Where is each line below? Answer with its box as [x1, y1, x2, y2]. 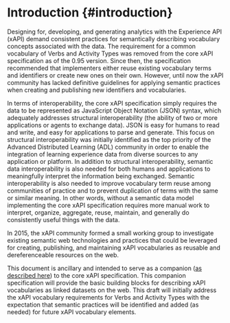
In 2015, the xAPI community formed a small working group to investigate [7, 228, 214, 237]
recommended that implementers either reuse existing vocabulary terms [7, 64, 211, 72]
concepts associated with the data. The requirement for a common [7, 42, 196, 50]
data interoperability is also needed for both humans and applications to [7, 165, 211, 173]
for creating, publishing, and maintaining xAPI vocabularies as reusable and [7, 243, 221, 252]
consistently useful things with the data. [7, 215, 120, 224]
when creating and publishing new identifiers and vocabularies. [7, 86, 187, 94]
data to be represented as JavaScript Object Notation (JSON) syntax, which [7, 106, 222, 115]
